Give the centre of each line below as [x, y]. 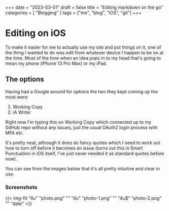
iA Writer [22, 112]
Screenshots [21, 187]
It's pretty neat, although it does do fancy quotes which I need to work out [83, 143]
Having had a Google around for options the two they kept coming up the [82, 91]
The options [25, 79]
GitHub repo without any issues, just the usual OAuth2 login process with [82, 127]
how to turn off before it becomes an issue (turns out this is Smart [74, 148]
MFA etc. [14, 133]
